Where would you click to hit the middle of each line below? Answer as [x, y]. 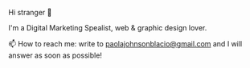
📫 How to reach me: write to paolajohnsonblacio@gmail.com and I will [125, 44]
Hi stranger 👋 [30, 12]
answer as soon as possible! [55, 55]
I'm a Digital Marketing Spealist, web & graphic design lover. [108, 28]
